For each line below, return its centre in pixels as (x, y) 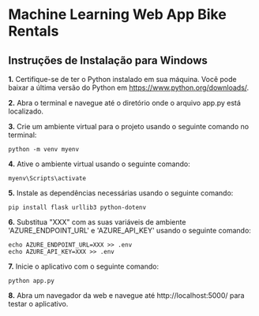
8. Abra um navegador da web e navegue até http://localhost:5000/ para (126, 296)
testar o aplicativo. (38, 304)
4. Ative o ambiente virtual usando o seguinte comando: (99, 164)
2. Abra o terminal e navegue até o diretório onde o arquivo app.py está (124, 103)
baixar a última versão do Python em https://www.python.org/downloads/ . (129, 87)
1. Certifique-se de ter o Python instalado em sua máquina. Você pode (122, 79)
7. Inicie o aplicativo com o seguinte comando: (84, 266)
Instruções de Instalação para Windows (108, 60)
